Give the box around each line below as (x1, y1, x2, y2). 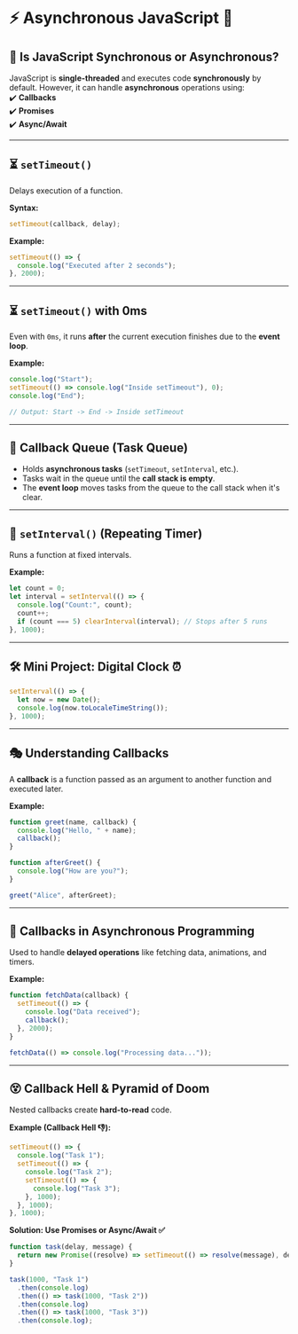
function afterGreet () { (9, 859, 101, 867)
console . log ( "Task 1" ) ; (17, 1151, 105, 1160)
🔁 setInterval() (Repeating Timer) (9, 526, 203, 541)
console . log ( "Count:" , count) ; (17, 600, 133, 609)
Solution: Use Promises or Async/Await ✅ (9, 1225, 166, 1236)
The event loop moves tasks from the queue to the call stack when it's (21, 483, 280, 493)
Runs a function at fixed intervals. (9, 550, 132, 561)
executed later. (9, 783, 64, 794)
